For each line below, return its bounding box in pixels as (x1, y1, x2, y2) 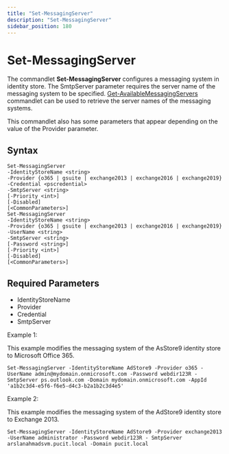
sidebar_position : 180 (7, 23, 72, 29)
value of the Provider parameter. (7, 125, 99, 133)
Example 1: (7, 331, 38, 339)
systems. (7, 104, 33, 112)
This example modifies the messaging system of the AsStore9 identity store (7, 344, 221, 352)
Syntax (7, 145, 38, 156)
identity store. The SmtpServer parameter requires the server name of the (7, 82, 216, 91)
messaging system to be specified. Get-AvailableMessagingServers (7, 90, 198, 98)
